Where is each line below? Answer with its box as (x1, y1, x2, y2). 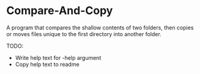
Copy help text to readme (15, 61, 80, 68)
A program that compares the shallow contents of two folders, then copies (6, 24, 194, 31)
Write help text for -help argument (15, 54, 102, 61)
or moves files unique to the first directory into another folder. (6, 30, 162, 37)
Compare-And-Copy (6, 4, 113, 18)
